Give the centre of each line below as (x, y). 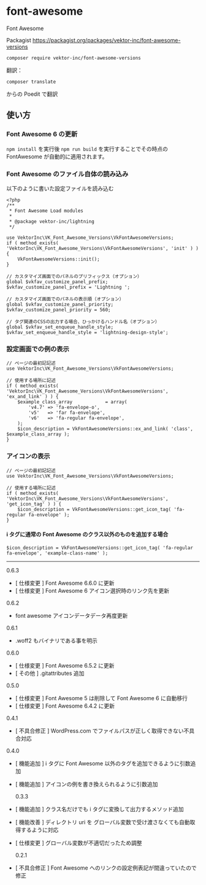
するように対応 (40, 830)
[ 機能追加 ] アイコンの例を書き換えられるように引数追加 (86, 784)
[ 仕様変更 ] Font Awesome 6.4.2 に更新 (65, 706)
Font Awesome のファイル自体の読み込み (67, 174)
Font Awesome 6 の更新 (42, 135)
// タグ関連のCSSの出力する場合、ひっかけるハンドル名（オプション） (83, 322)
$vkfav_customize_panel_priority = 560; (59, 310)
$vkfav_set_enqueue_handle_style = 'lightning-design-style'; (87, 332)
